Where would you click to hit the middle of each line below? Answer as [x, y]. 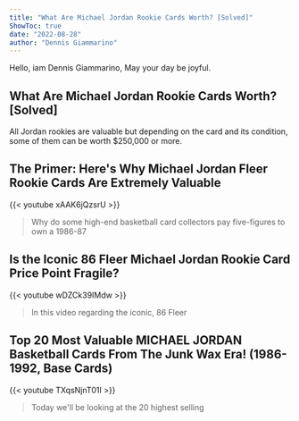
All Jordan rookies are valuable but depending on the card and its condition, [149, 131]
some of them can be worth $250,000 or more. [96, 141]
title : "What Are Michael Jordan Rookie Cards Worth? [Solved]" [131, 17]
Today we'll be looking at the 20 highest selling [117, 407]
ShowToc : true [36, 26]
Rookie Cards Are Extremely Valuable [115, 183]
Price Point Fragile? [64, 274]
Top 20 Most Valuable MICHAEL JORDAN [126, 341]
